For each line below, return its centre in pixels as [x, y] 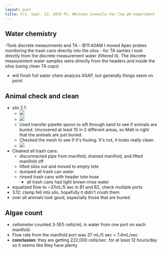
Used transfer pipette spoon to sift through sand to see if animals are [88, 125]
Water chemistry [31, 34]
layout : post [18, 9]
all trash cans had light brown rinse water [68, 182]
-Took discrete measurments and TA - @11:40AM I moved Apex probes [76, 45]
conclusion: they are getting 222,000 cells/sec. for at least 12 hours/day [85, 240]
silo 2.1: [19, 108]
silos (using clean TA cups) [32, 66]
